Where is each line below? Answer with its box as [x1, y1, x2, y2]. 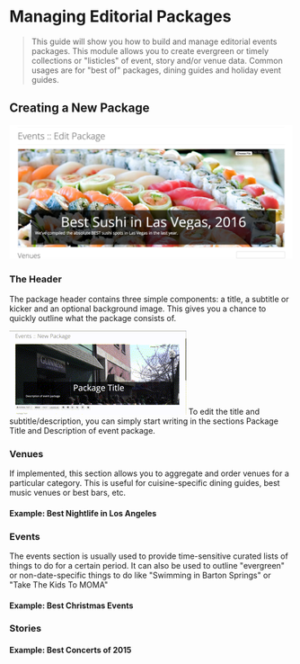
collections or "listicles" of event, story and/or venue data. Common [31, 55, 283, 66]
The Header [9, 273, 63, 285]
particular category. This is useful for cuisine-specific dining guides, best [9, 478, 280, 489]
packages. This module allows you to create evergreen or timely [31, 45, 269, 56]
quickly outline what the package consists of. [9, 312, 177, 323]
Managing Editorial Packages [9, 6, 232, 27]
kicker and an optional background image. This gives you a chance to [9, 303, 267, 314]
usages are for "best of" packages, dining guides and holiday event [31, 65, 281, 76]
